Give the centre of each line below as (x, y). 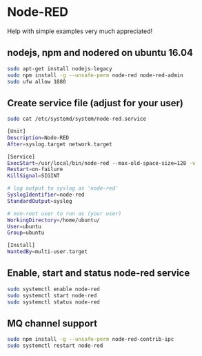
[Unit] (17, 132)
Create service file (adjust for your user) (95, 103)
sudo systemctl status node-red (53, 302)
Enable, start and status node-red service (99, 273)
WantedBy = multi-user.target (48, 252)
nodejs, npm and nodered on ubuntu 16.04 (100, 53)
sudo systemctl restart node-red (55, 346)
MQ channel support (52, 323)
